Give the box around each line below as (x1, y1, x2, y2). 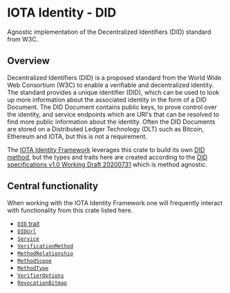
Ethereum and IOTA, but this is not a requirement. (7, 132, 147, 140)
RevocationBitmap (17, 279, 68, 286)
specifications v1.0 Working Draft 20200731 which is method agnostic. (7, 160, 208, 169)
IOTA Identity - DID (7, 5, 117, 21)
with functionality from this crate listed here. (7, 206, 133, 214)
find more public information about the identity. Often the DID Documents (7, 117, 215, 126)
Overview (7, 55, 50, 67)
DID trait (17, 219, 40, 227)
